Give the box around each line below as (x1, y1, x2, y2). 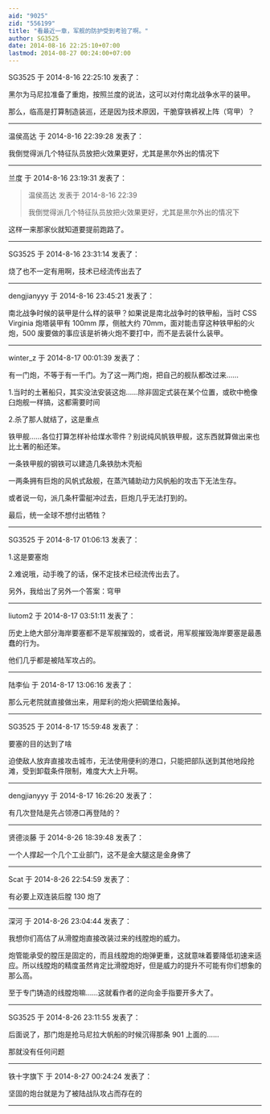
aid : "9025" (8, 11, 48, 20)
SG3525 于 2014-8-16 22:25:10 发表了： (8, 73, 141, 81)
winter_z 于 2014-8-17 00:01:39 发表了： (8, 353, 142, 363)
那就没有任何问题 (8, 1047, 65, 1056)
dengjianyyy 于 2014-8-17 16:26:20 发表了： (8, 791, 154, 800)
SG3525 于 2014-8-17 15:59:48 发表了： (8, 722, 141, 731)
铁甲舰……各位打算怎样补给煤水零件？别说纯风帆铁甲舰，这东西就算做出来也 (8, 432, 260, 441)
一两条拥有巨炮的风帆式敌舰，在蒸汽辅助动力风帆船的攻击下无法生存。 (8, 476, 241, 485)
